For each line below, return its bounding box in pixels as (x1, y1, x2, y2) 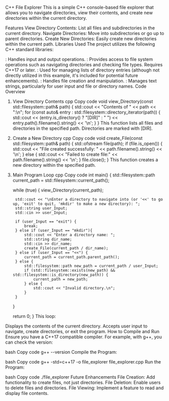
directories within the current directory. (5, 15, 87, 21)
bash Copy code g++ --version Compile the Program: (5, 349, 117, 355)
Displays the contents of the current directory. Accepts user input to (5, 323, 148, 329)
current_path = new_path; (33, 277, 88, 282)
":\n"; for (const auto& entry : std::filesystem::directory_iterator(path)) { (12, 109, 161, 115)
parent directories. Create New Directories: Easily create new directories (5, 35, 157, 42)
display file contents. (5, 390, 49, 396)
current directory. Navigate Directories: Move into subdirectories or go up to (5, 30, 164, 36)
